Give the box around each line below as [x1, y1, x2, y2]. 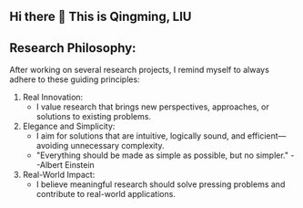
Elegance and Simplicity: [22, 120, 116, 132]
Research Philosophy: [9, 40, 136, 56]
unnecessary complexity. [70, 140, 166, 151]
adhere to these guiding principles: [9, 74, 140, 85]
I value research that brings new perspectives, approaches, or [35, 101, 270, 112]
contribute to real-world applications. [35, 189, 176, 200]
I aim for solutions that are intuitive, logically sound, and [35, 130, 246, 141]
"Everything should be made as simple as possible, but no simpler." [35, 150, 289, 161]
